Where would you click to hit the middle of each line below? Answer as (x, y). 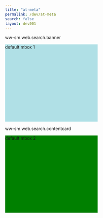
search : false (20, 19)
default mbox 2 (20, 138)
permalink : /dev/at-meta (31, 14)
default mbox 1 (20, 47)
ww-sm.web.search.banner (33, 38)
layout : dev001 (21, 23)
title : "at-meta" (23, 10)
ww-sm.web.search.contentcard (38, 129)
